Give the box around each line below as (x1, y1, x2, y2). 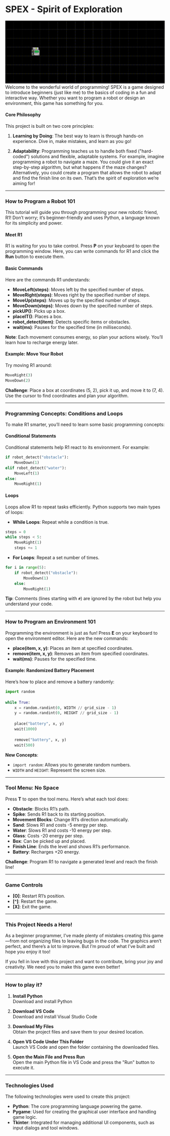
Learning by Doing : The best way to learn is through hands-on (12, 133, 144, 139)
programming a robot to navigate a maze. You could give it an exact (12, 159, 154, 165)
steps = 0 (5, 529, 26, 534)
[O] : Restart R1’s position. (12, 893, 66, 899)
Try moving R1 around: (5, 362, 52, 368)
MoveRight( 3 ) (5, 373, 33, 378)
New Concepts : (5, 752, 39, 758)
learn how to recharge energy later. (5, 339, 79, 345)
